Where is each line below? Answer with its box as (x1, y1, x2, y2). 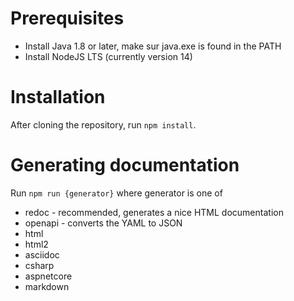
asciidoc (24, 248, 60, 261)
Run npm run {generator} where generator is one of (10, 187, 223, 199)
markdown (24, 280, 70, 292)
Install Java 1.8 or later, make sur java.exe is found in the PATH (24, 40, 282, 52)
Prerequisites (10, 7, 125, 30)
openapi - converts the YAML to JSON (24, 217, 183, 229)
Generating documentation (10, 154, 240, 177)
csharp (24, 259, 55, 271)
